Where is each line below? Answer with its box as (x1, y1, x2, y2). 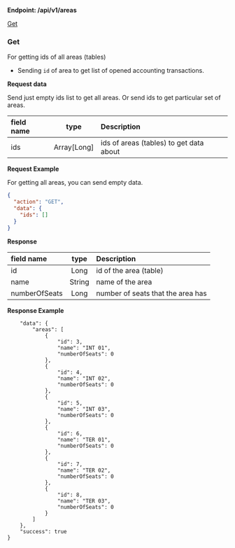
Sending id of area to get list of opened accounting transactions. (17, 66, 204, 75)
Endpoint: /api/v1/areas (7, 6, 77, 14)
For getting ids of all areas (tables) (7, 52, 106, 62)
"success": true (20, 528, 68, 535)
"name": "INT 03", (57, 405, 111, 412)
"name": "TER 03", (57, 497, 111, 505)
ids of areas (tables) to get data (100, 138, 204, 148)
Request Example (7, 164, 59, 174)
